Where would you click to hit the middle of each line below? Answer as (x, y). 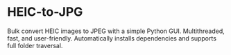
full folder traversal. (35, 45)
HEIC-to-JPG (45, 12)
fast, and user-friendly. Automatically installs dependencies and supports (112, 38)
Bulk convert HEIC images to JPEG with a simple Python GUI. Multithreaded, (116, 31)
